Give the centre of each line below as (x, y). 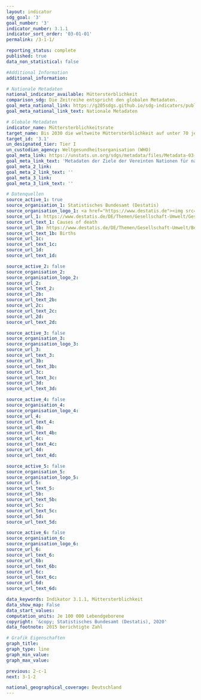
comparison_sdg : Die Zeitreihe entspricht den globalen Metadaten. (92, 100)
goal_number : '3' (28, 23)
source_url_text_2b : (32, 300)
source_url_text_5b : (32, 500)
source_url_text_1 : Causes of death (52, 222)
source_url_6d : (25, 583)
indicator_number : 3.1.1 (37, 28)
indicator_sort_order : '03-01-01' (49, 34)
